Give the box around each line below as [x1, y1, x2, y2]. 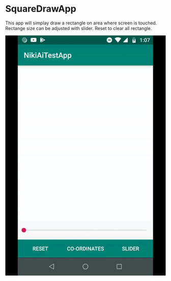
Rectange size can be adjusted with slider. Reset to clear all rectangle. [5, 25, 152, 31]
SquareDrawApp [5, 3, 76, 15]
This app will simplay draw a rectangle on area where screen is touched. [5, 20, 157, 26]
